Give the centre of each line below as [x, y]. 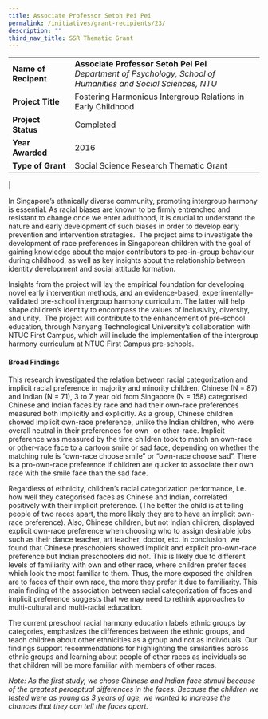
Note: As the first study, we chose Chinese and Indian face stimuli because [132, 681]
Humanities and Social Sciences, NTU [146, 84]
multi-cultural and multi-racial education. [75, 607]
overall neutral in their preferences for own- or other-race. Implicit [116, 431]
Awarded [30, 153]
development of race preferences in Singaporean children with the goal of [130, 244]
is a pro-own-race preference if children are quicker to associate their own [131, 465]
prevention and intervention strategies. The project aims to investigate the [130, 235]
